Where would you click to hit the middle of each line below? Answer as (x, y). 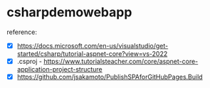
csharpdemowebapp (69, 12)
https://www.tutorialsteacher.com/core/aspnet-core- (121, 61)
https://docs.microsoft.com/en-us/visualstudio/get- (93, 45)
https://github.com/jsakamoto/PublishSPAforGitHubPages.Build (110, 77)
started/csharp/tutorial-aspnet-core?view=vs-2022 (92, 54)
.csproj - (29, 61)
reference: (22, 32)
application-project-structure (59, 70)
